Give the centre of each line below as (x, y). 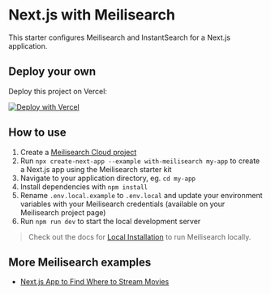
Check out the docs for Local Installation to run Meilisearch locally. (140, 236)
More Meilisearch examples (80, 262)
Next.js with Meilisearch (92, 15)
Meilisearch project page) (63, 212)
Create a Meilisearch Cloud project (78, 152)
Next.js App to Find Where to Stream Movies (95, 282)
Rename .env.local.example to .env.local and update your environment (141, 195)
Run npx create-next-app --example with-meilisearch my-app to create (140, 161)
